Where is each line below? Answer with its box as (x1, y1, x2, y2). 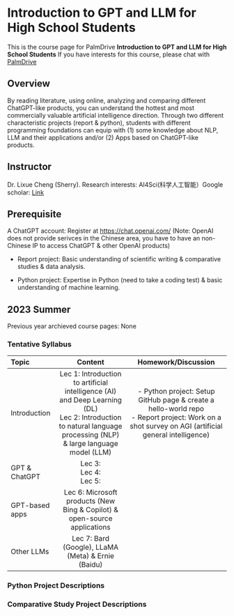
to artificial (72, 378, 108, 387)
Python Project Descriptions (7, 580, 105, 590)
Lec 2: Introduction (59, 413, 122, 422)
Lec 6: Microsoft (63, 488, 118, 498)
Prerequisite (7, 208, 62, 220)
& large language (63, 439, 118, 449)
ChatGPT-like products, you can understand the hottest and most (7, 103, 195, 112)
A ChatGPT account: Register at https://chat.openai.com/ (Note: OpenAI (7, 226, 214, 235)
